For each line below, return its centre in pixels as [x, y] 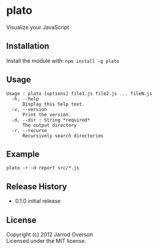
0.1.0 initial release [38, 201]
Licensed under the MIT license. [46, 241]
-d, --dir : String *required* [51, 120]
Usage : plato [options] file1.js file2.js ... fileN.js [79, 93]
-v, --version [29, 109]
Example [23, 154]
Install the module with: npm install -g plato [63, 60]
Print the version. [46, 115]
